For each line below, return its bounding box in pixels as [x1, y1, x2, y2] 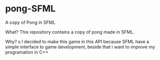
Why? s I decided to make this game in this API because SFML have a [5, 38, 149, 45]
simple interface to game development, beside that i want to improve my [5, 44, 155, 50]
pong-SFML [5, 3, 56, 14]
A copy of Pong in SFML [5, 19, 56, 25]
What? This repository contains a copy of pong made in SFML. [5, 29, 135, 35]
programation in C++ [5, 49, 49, 55]
